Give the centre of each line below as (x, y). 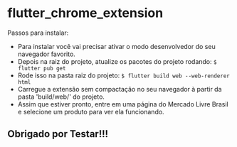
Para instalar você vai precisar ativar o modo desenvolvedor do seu (116, 46)
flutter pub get (42, 68)
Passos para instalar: (38, 33)
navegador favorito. (47, 54)
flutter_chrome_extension (85, 13)
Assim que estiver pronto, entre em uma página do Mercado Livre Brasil (123, 104)
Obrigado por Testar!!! (58, 134)
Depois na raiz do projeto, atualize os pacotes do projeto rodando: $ (117, 61)
